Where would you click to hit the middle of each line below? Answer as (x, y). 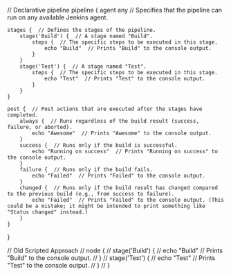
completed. (23, 115)
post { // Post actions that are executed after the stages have (105, 109)
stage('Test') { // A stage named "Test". (83, 67)
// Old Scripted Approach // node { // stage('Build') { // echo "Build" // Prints (115, 250)
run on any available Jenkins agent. (58, 17)
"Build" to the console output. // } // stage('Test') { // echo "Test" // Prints (111, 258)
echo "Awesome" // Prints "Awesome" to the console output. (122, 133)
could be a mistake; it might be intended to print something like (107, 206)
